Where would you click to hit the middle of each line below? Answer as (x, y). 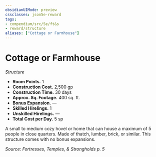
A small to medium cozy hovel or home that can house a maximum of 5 (78, 128)
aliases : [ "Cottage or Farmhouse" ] (42, 33)
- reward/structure (25, 29)
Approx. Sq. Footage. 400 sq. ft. (46, 97)
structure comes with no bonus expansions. (50, 139)
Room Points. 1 (28, 81)
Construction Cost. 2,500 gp (43, 87)
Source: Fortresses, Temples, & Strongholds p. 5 (55, 149)
